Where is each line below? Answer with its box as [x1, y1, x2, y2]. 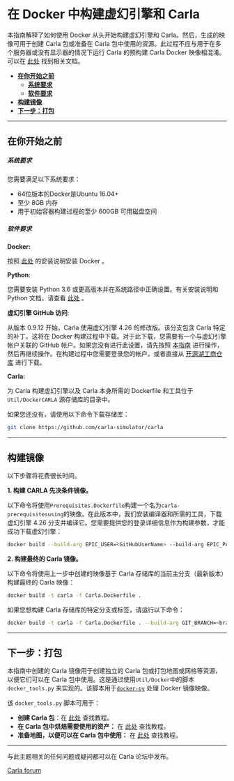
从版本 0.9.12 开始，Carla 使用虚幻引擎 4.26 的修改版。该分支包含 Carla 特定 [7, 323, 226, 332]
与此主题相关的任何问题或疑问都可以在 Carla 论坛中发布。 [7, 752, 173, 761]
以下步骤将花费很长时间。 [7, 471, 81, 479]
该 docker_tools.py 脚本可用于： [7, 699, 101, 707]
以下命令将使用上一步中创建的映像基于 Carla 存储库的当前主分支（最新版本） [7, 569, 224, 578]
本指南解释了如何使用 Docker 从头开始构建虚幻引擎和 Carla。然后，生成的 [7, 31, 219, 39]
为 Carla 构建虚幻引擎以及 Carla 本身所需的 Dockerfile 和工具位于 [7, 387, 194, 395]
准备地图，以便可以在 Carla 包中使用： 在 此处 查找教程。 [17, 731, 182, 739]
